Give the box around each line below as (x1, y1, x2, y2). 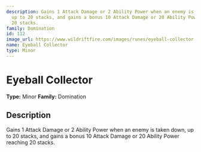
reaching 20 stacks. (6, 138, 55, 146)
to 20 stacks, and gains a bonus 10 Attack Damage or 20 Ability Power (6, 132, 179, 139)
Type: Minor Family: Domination (6, 93, 87, 100)
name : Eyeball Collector (6, 42, 68, 48)
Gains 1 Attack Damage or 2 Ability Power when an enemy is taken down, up (6, 126, 194, 133)
